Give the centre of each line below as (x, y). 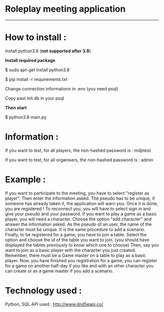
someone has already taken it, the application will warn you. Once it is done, (82, 203)
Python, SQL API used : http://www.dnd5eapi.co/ (54, 304)
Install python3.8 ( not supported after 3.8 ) (48, 51)
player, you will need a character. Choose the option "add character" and (78, 219)
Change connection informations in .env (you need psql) (62, 88)
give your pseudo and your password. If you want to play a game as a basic (81, 214)
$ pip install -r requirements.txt (36, 79)
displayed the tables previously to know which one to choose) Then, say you (82, 245)
